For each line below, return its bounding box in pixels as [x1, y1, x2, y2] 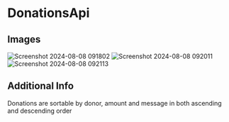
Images [7, 33, 41, 45]
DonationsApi [7, 5, 90, 21]
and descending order [7, 106, 72, 115]
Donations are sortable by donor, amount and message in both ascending [7, 99, 222, 107]
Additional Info [7, 80, 74, 92]
